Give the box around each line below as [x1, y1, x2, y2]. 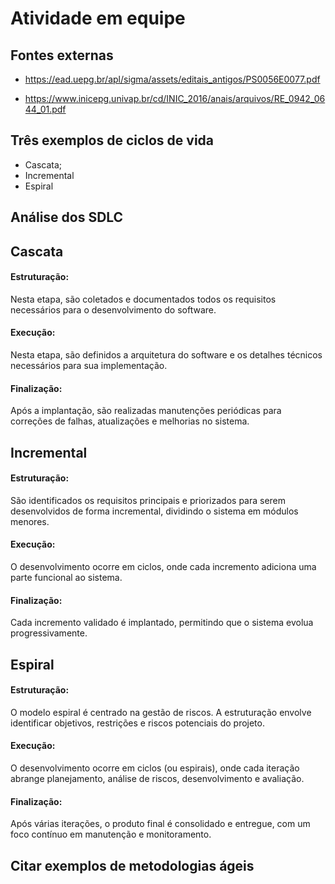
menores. [10, 515, 50, 527]
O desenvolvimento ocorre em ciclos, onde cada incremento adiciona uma [10, 561, 317, 572]
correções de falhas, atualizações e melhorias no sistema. [10, 415, 250, 427]
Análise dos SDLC [10, 209, 124, 226]
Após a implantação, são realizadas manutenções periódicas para [10, 405, 282, 417]
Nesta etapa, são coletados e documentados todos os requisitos [10, 293, 277, 305]
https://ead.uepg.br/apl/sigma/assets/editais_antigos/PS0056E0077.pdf [24, 73, 321, 85]
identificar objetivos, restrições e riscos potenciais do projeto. [10, 717, 265, 729]
